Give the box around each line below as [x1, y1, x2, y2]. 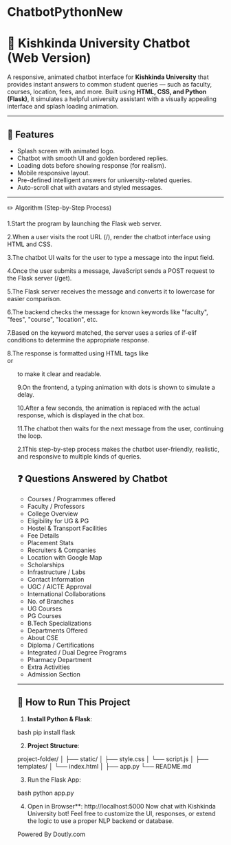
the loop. [16, 431, 43, 440]
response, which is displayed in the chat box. [16, 410, 145, 419]
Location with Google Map [27, 553, 102, 561]
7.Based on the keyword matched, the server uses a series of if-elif [7, 328, 197, 337]
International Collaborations [27, 589, 107, 598]
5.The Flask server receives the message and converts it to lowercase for [7, 287, 215, 296]
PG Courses [27, 611, 62, 619]
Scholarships [27, 560, 65, 569]
